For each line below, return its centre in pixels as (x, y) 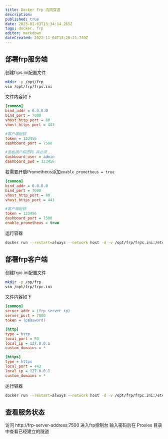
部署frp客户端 (26, 259)
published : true (22, 19)
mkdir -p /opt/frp (24, 82)
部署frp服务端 (26, 59)
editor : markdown (23, 33)
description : (19, 15)
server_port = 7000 (25, 316)
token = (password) (25, 320)
